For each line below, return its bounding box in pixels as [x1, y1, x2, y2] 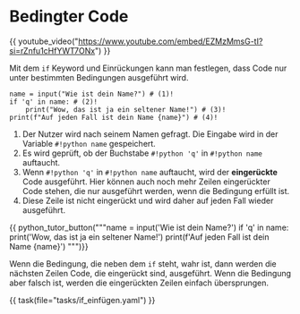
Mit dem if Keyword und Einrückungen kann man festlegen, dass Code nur [9, 63, 287, 73]
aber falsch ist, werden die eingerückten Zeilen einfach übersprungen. [9, 277, 270, 288]
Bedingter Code [9, 6, 129, 27]
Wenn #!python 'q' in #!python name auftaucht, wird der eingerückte [21, 166, 278, 177]
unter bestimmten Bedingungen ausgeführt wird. [9, 72, 189, 82]
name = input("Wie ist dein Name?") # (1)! [9, 89, 175, 98]
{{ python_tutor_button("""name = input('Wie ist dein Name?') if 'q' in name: [9, 222, 289, 233]
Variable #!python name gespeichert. [21, 138, 157, 149]
